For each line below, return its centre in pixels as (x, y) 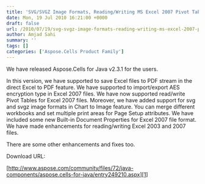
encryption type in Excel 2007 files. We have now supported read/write (96, 94)
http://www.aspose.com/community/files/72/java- (71, 168)
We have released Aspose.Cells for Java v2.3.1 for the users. (82, 69)
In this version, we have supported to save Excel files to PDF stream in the (99, 80)
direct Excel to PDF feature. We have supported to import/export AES (93, 87)
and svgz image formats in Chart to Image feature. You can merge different (101, 107)
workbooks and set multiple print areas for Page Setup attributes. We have (100, 113)
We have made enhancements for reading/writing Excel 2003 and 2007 (96, 126)
